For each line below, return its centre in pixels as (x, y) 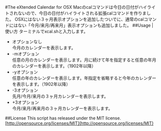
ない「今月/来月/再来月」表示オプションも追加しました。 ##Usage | (86, 25)
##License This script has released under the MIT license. (63, 118)
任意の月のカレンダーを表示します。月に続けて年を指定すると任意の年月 (84, 60)
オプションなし (27, 42)
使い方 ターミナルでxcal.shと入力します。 (47, 31)
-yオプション (25, 72)
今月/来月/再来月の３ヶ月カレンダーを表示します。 (62, 108)
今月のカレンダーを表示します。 (44, 48)
